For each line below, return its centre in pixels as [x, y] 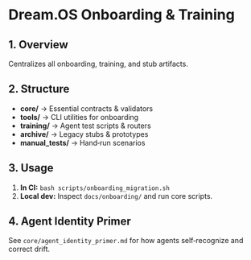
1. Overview [38, 45]
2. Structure [39, 89]
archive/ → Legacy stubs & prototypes [84, 134]
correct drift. [29, 249]
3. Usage [31, 168]
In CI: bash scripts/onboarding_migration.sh [95, 188]
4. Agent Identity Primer [70, 222]
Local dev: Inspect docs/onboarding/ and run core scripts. [116, 196]
